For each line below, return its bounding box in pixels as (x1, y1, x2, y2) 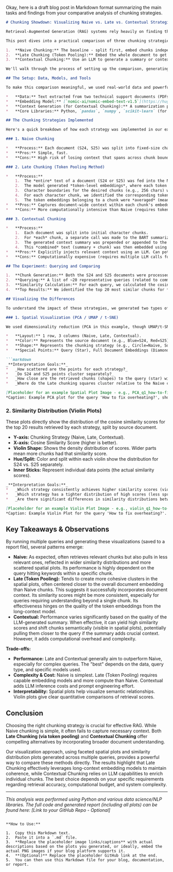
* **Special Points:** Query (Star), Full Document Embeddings (6, 348, 148, 353)
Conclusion (6, 709, 44, 717)
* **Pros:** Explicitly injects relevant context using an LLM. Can (6, 249, 160, 255)
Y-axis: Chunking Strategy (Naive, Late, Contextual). (13, 434, 125, 441)
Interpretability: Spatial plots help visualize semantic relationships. (13, 688, 156, 695)
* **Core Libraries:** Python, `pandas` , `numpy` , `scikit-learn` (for (6, 108, 167, 113)
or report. (6, 862, 29, 867)
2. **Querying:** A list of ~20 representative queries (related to (6, 277, 158, 283)
